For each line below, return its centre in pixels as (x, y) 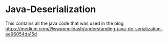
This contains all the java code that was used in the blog (65, 23)
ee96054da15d (21, 34)
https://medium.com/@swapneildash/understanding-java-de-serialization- (84, 28)
